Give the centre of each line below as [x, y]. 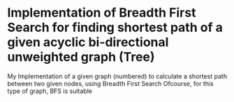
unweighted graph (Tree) [81, 57]
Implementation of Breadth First [102, 13]
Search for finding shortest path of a [115, 27]
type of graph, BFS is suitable [50, 91]
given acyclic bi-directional [88, 42]
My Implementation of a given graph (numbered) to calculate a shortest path [117, 76]
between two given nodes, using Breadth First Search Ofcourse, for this [111, 83]
